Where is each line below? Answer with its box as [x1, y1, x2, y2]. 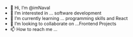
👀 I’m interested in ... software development [10, 10, 102, 16]
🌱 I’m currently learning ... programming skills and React [10, 15, 128, 21]
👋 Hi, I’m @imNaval [10, 5, 50, 10]
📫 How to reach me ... [10, 26, 58, 32]
